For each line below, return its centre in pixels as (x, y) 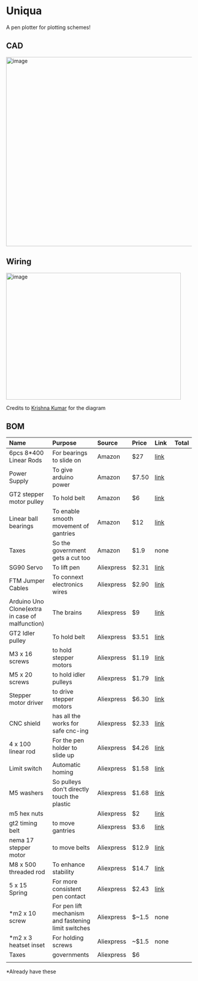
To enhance (69, 865)
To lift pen (66, 568)
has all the (66, 716)
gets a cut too (71, 558)
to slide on (67, 461)
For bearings (70, 453)
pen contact (69, 896)
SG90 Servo (26, 568)
